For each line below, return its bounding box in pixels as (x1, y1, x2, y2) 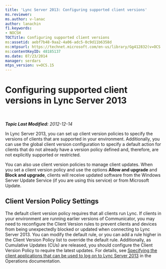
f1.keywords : (5, 26, 32, 31)
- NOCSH (5, 30, 21, 35)
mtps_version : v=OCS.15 (5, 63, 55, 68)
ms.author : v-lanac (5, 16, 46, 21)
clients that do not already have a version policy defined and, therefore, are (5, 146, 159, 152)
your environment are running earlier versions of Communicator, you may (5, 215, 155, 222)
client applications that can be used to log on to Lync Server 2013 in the (5, 253, 152, 259)
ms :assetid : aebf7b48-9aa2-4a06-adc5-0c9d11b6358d (5, 40, 112, 45)
